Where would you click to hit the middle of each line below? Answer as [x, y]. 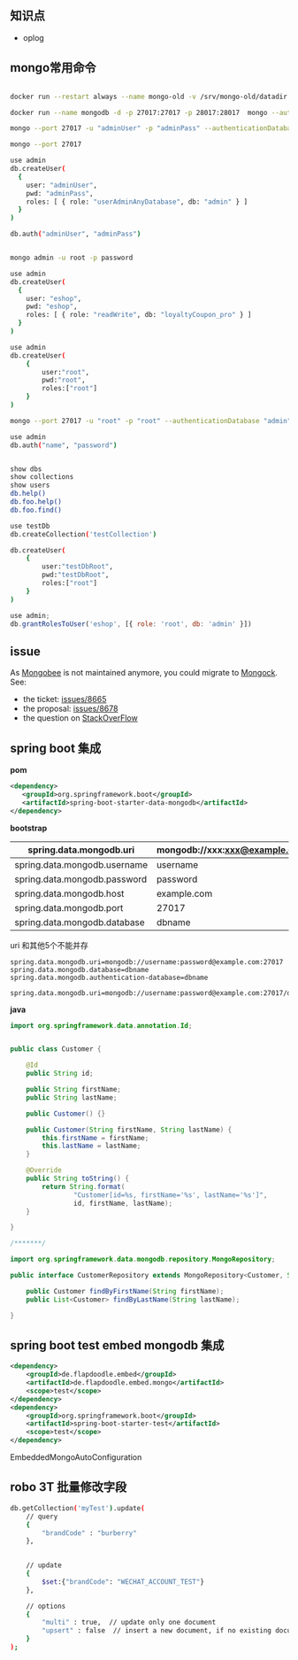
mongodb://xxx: [191, 850]
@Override [44, 1170]
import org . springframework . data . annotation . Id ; [101, 1025]
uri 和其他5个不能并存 [50, 945]
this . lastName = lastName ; [92, 1146]
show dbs [26, 469]
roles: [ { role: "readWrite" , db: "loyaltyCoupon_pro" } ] [139, 315]
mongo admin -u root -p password [72, 258]
